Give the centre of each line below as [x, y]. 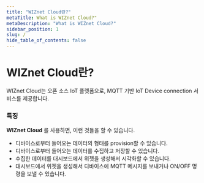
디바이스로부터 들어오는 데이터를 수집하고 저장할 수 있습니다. [87, 151]
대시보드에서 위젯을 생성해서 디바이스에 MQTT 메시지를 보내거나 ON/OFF [103, 166]
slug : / [16, 35]
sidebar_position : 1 [33, 29]
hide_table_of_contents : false [46, 40]
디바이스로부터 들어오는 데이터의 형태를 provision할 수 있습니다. [92, 143]
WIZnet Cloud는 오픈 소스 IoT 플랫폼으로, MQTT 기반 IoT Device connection [99, 91]
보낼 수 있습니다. [46, 174]
